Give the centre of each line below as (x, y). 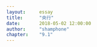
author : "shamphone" (38, 29)
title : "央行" (30, 18)
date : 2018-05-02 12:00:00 (49, 23)
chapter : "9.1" (30, 35)
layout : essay (30, 12)
